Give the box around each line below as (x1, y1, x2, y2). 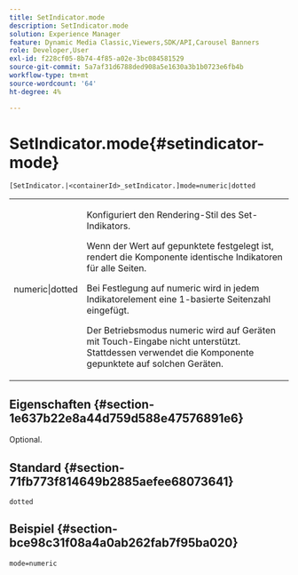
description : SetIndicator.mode (9, 21, 129, 30)
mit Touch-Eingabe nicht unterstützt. (86, 335, 241, 347)
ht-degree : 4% (9, 87, 62, 96)
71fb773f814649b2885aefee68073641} (9, 474, 234, 489)
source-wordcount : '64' (9, 79, 98, 88)
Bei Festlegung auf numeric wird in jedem (86, 282, 260, 294)
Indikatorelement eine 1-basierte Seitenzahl (86, 293, 271, 306)
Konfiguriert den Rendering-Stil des (86, 209, 237, 221)
